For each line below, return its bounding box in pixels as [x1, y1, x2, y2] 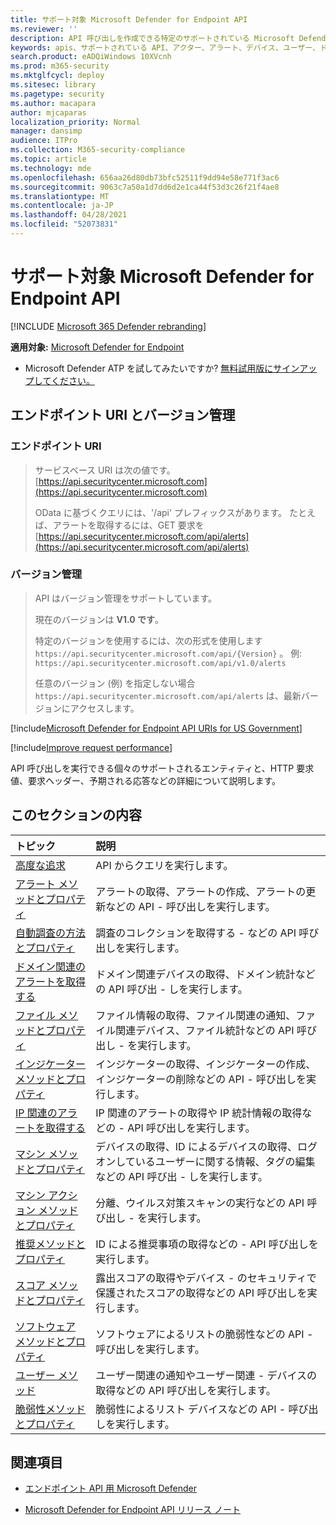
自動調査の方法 [15, 926, 87, 940]
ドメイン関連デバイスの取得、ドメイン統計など [95, 967, 316, 981]
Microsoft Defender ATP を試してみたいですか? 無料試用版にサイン [24, 362, 300, 374]
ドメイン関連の [15, 959, 87, 973]
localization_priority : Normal [10, 117, 141, 127]
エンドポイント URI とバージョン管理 [10, 407, 236, 424]
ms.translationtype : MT [10, 191, 110, 201]
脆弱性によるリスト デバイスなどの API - [95, 1402, 287, 1416]
